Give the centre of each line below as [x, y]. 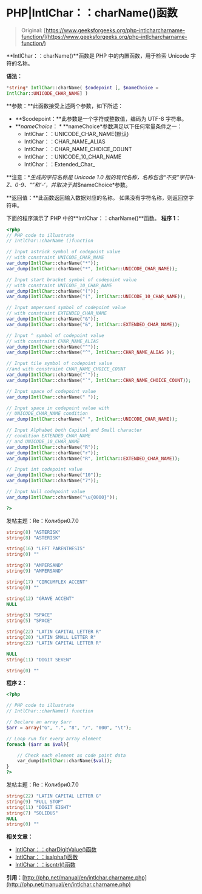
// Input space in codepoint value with [58, 408]
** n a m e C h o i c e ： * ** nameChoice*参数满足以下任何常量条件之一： [99, 126]
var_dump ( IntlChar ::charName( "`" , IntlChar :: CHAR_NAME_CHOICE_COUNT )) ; [99, 380]
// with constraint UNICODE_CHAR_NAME [55, 258]
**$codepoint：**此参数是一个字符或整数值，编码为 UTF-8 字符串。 [101, 118]
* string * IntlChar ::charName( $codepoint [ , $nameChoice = [82, 87]
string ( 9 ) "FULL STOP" [35, 802]
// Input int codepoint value [45, 469]
